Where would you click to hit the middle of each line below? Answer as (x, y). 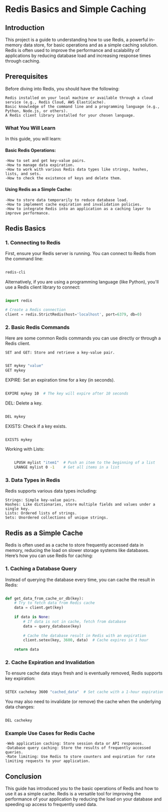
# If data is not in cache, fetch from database (75, 621)
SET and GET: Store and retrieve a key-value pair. (60, 352)
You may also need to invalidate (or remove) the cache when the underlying (83, 701)
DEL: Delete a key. (24, 403)
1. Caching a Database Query (41, 568)
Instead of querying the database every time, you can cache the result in (80, 579)
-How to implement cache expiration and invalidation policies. (73, 204)
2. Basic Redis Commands (37, 327)
